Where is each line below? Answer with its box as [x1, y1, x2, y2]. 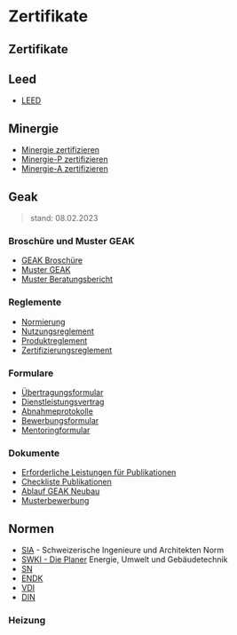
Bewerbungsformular [20, 415, 99, 425]
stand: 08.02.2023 [29, 213, 99, 224]
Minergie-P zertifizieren [20, 154, 108, 165]
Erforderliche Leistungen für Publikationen [20, 467, 177, 478]
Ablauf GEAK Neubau [20, 486, 100, 496]
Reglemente [8, 296, 62, 308]
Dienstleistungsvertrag [20, 396, 105, 407]
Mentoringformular [20, 425, 91, 435]
